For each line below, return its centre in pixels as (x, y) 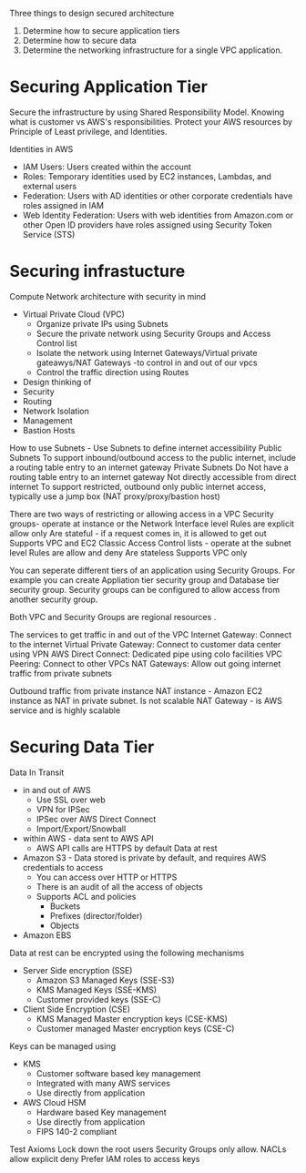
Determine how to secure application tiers (101, 31)
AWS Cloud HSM (54, 1102)
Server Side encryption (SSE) (77, 970)
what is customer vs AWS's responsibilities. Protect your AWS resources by (151, 121)
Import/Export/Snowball (81, 829)
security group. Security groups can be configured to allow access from (145, 589)
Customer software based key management (118, 1073)
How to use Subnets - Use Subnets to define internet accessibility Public (146, 448)
